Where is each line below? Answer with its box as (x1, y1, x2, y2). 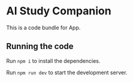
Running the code (6, 41, 74, 51)
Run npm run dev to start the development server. (6, 69, 128, 76)
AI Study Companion (6, 4, 112, 18)
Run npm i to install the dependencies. (6, 57, 101, 64)
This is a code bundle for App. (6, 24, 81, 31)
